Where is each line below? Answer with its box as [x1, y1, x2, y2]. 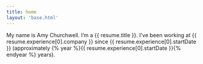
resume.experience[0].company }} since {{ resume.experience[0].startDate [6, 38, 197, 45]
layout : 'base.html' [6, 15, 59, 21]
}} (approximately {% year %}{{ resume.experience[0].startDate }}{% [6, 44, 182, 52]
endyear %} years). [6, 51, 56, 58]
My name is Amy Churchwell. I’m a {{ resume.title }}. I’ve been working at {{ [6, 31, 197, 38]
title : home [6, 9, 37, 15]
